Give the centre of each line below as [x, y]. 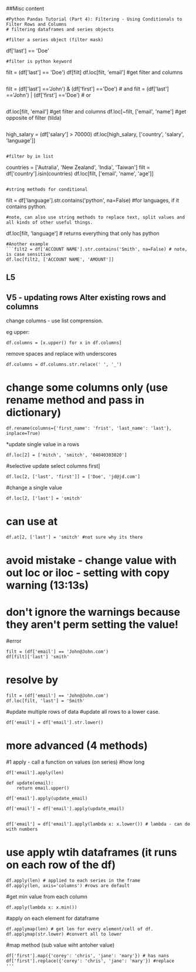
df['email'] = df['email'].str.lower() [55, 723]
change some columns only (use [87, 388]
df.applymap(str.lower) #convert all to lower [64, 934]
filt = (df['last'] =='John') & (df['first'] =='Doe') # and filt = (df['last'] [87, 89]
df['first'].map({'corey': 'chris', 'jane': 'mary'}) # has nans [87, 956]
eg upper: [18, 332]
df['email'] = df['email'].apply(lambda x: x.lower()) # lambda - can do [98, 824]
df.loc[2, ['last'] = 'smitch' [44, 498]
